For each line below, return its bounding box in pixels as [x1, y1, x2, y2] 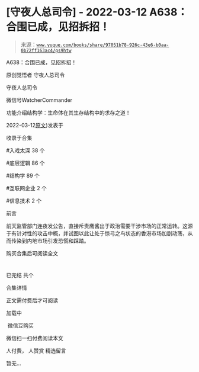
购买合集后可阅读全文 [6, 249, 58, 256]
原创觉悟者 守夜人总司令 [6, 71, 65, 78]
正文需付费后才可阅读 [6, 297, 58, 304]
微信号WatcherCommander [6, 96, 73, 104]
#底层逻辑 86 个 [6, 159, 46, 166]
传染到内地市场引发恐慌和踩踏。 [11, 237, 89, 244]
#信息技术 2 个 [6, 197, 42, 204]
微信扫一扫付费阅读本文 [6, 335, 63, 342]
